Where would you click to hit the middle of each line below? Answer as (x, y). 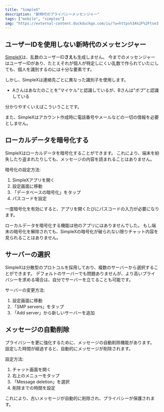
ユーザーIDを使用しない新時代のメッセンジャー (76, 44)
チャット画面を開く (32, 369)
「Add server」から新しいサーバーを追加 (53, 312)
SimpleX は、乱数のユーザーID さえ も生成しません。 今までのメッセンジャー (80, 57)
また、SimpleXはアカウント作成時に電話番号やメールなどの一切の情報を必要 (82, 117)
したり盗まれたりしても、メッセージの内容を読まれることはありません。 (82, 159)
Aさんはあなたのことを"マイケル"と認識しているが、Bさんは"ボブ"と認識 (85, 90)
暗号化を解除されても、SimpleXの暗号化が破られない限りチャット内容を (86, 232)
